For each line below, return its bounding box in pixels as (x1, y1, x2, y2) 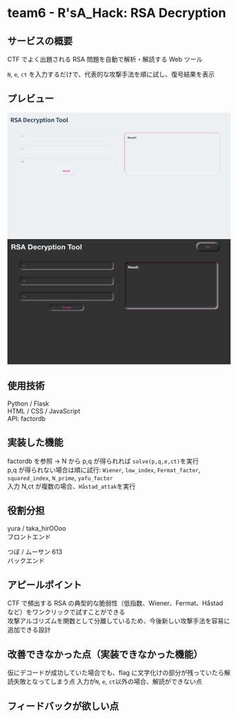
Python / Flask (7, 399, 50, 408)
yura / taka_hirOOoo (7, 524, 67, 532)
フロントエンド (7, 532, 51, 541)
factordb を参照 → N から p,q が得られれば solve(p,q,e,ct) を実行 (7, 457, 199, 465)
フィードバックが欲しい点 (7, 700, 119, 712)
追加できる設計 (7, 625, 51, 634)
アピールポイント (7, 579, 82, 591)
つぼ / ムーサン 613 (7, 547, 62, 556)
